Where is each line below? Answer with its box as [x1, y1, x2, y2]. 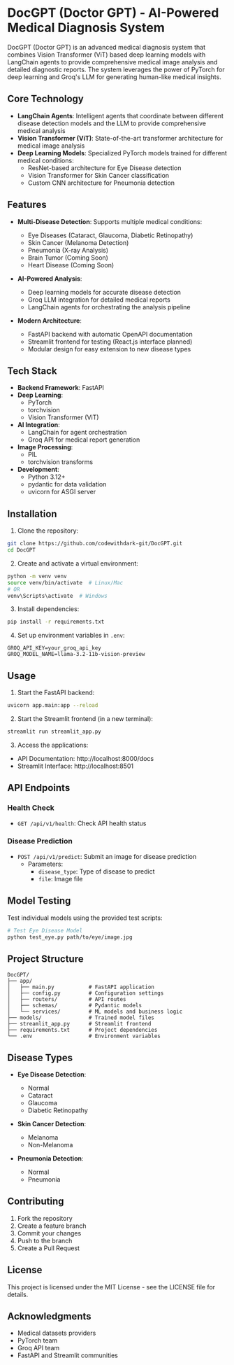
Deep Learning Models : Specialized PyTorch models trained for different [17, 148, 227, 157]
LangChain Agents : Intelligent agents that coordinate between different [17, 111, 224, 120]
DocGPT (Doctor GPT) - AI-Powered [7, 5, 219, 21]
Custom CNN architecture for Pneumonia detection [27, 178, 175, 187]
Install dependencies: [17, 605, 80, 613]
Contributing [7, 1196, 64, 1207]
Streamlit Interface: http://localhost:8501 [17, 762, 134, 770]
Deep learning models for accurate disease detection [27, 288, 182, 296]
